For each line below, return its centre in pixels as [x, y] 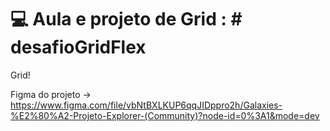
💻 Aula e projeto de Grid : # [126, 19]
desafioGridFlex [78, 47]
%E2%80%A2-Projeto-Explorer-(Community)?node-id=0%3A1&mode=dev [165, 115]
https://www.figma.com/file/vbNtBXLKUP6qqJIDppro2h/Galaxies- [146, 105]
